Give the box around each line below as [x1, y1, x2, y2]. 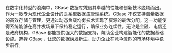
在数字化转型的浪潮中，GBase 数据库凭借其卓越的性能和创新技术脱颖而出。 [5, 5, 164, 10]
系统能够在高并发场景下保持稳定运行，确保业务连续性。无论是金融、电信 [9, 23, 162, 29]
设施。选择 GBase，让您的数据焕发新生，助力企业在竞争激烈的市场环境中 [5, 36, 160, 42]
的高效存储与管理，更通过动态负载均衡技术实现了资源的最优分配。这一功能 [5, 17, 162, 23]
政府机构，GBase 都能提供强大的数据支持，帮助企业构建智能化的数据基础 [9, 30, 164, 35]
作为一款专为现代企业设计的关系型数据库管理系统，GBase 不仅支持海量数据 [5, 11, 164, 17]
